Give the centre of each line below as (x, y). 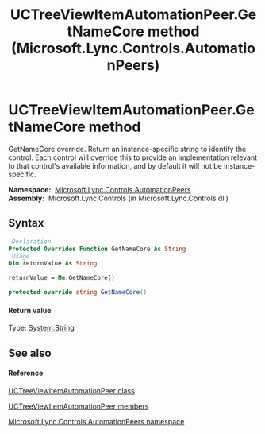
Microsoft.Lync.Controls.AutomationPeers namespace (96, 421)
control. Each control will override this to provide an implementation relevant (133, 157)
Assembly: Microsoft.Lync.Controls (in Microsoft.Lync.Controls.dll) (118, 198)
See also (30, 353)
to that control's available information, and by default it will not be (115, 165)
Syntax (26, 223)
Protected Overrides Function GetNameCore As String (97, 249)
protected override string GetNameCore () (78, 293)
